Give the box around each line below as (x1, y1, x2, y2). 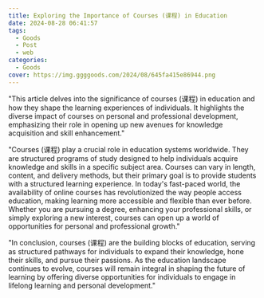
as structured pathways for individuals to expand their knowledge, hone (8, 246, 245, 256)
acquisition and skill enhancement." (8, 128, 125, 138)
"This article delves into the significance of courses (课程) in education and (8, 93, 255, 104)
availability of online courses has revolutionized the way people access (8, 187, 242, 197)
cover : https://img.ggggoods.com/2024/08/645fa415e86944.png (8, 71, 216, 79)
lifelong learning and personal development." (8, 280, 156, 290)
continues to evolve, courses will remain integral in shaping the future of (8, 264, 246, 273)
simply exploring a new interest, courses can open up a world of (8, 213, 219, 222)
